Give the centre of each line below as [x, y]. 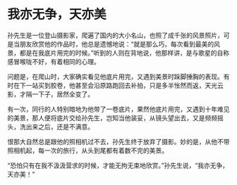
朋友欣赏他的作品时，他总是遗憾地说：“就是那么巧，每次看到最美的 [117, 44]
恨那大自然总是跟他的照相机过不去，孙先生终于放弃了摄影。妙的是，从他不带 [119, 141]
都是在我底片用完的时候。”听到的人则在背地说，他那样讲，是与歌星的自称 [124, 53]
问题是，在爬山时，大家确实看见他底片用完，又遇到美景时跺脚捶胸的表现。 [115, 76]
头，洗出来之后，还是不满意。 [50, 127]
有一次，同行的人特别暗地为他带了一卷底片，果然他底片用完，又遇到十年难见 [119, 109]
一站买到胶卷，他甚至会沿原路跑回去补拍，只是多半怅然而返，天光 [121, 85]
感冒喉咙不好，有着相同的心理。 [54, 61]
